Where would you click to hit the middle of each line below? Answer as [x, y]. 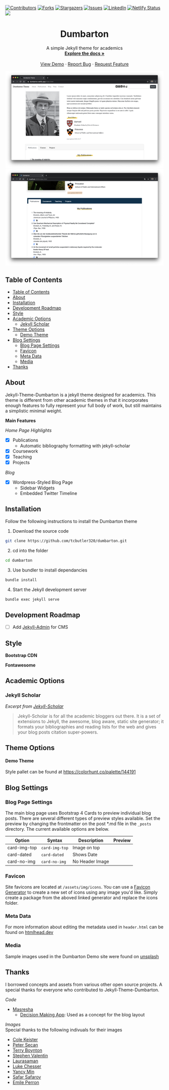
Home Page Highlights [28, 430]
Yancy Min [23, 1071]
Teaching [22, 457]
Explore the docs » [84, 53]
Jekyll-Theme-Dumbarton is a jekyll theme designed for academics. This [80, 395]
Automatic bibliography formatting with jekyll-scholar [75, 446]
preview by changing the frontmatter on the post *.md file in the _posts [78, 824]
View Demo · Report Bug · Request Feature [84, 64]
